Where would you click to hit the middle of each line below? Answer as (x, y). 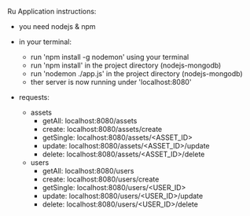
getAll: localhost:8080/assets (90, 121)
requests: (34, 97)
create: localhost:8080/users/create (101, 179)
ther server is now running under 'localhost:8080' (111, 82)
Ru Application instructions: (52, 11)
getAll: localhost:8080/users (88, 171)
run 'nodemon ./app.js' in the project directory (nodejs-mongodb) (136, 73)
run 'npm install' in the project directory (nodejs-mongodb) (126, 65)
